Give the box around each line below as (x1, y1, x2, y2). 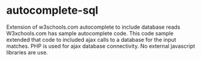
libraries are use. (6, 48, 48, 56)
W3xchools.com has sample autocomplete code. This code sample (6, 29, 174, 36)
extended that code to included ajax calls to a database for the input (6, 36, 177, 43)
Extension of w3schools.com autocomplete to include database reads (6, 23, 180, 30)
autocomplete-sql (6, 4, 99, 17)
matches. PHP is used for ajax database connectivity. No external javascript (6, 42, 196, 50)
